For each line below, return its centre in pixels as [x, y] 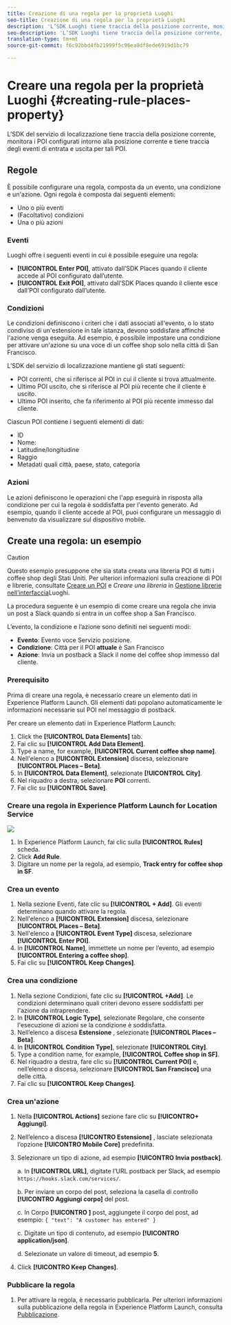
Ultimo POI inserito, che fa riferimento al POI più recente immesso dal [115, 401]
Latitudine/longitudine [48, 450]
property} [36, 115]
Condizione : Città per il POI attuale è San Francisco [90, 648]
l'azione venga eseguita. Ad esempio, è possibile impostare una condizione [114, 338]
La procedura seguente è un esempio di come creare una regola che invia [112, 606]
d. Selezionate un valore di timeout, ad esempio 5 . [88, 1253]
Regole [22, 171]
